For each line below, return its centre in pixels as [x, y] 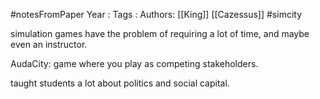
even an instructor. [49, 44]
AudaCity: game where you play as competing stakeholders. [134, 63]
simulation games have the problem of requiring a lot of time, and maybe [160, 33]
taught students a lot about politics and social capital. [120, 83]
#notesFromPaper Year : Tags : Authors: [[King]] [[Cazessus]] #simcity [156, 14]
